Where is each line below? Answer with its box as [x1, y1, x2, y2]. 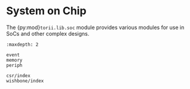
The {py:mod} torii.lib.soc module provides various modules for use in [6, 24, 185, 31]
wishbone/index [6, 78, 44, 84]
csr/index [6, 72, 31, 78]
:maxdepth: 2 [6, 42, 39, 47]
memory [6, 57, 23, 63]
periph [6, 62, 23, 68]
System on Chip [6, 4, 87, 18]
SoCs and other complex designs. [6, 30, 90, 37]
